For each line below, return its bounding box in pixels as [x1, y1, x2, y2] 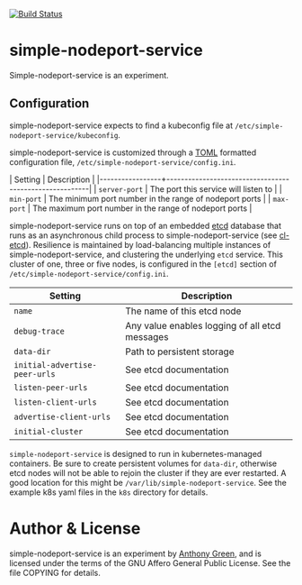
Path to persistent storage [125, 345, 235, 358]
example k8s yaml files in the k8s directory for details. [9, 487, 209, 498]
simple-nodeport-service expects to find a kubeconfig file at [9, 120, 234, 131]
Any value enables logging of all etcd [125, 319, 281, 332]
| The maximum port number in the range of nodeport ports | [27, 203, 253, 214]
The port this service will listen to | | [149, 183, 283, 194]
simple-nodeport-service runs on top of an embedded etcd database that [9, 220, 281, 231]
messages [125, 330, 169, 343]
